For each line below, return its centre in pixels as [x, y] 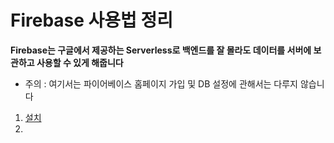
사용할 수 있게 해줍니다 [80, 62]
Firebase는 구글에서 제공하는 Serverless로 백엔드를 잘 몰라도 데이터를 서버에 [161, 50]
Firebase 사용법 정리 [92, 20]
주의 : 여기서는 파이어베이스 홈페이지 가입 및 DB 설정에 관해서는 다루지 [161, 83]
